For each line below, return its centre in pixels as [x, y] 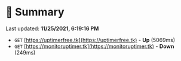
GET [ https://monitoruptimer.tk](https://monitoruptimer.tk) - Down [94, 46]
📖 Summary [35, 12]
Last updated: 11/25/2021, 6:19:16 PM [52, 28]
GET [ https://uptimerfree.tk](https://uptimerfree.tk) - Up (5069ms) [95, 40]
